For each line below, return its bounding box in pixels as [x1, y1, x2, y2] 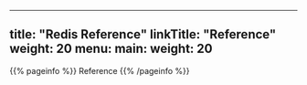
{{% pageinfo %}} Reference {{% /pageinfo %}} [9, 65, 190, 76]
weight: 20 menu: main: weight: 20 [9, 41, 213, 57]
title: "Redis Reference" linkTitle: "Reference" [9, 27, 277, 42]
